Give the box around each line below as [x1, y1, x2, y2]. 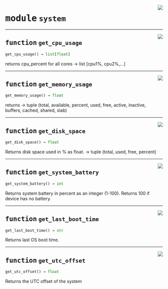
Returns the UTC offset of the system [5, 279, 82, 285]
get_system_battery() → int [5, 181, 64, 186]
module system [5, 13, 66, 24]
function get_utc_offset [5, 256, 86, 265]
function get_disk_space [5, 127, 86, 135]
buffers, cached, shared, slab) [5, 107, 67, 113]
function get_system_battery [5, 168, 99, 177]
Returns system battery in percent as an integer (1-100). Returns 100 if [5, 190, 150, 196]
